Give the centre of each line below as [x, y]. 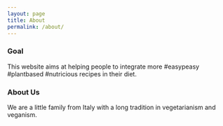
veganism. [22, 114]
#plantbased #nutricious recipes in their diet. [72, 73]
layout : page [26, 14]
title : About [26, 20]
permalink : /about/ [36, 27]
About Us [23, 92]
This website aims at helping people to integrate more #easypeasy [103, 66]
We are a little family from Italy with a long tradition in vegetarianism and [111, 107]
